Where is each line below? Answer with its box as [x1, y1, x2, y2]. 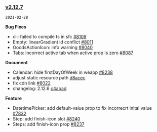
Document [5, 60, 28, 66]
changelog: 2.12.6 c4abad [12, 85, 67, 92]
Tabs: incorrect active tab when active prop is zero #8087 [12, 50, 134, 56]
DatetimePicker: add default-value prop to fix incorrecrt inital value [12, 105, 152, 111]
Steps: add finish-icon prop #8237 [12, 121, 85, 127]
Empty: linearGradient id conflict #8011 [12, 39, 94, 45]
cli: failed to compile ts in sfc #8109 [12, 34, 87, 40]
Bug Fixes [5, 24, 27, 30]
